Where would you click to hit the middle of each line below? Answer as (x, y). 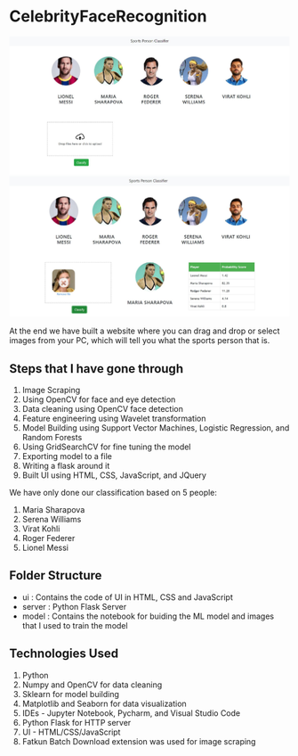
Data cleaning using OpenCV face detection (103, 409)
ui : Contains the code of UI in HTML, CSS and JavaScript (128, 597)
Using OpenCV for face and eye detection (99, 399)
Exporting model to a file (67, 456)
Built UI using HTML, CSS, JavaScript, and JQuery (114, 475)
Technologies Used (64, 654)
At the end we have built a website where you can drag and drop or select (145, 331)
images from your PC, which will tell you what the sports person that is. (140, 341)
